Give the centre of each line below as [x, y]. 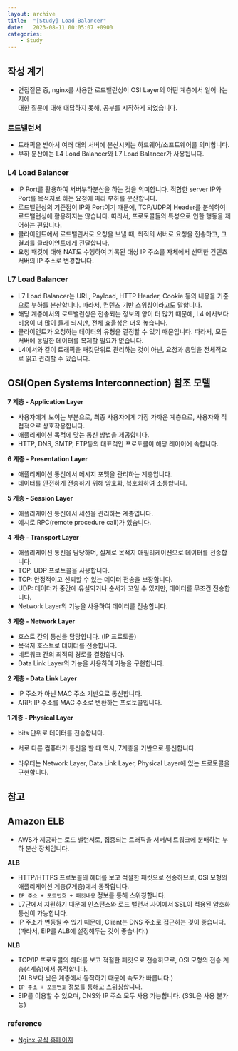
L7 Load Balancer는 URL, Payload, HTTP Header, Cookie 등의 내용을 [117, 296]
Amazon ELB [36, 821]
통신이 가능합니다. [42, 913]
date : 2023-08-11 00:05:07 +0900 [60, 27]
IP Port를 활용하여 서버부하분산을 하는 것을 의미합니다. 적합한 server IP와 [120, 189]
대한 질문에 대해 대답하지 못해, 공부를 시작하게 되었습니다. [98, 107]
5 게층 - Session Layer [40, 498]
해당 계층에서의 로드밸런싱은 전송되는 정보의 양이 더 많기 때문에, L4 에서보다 [123, 313]
